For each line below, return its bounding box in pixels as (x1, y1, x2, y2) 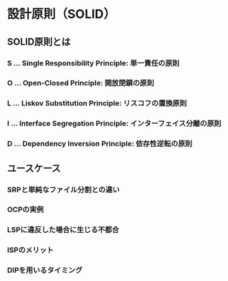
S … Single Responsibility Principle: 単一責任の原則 (7, 58, 180, 67)
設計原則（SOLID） (7, 6, 116, 22)
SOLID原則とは (7, 36, 71, 48)
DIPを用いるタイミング (7, 266, 83, 275)
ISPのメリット (7, 245, 54, 255)
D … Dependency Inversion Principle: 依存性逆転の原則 (7, 139, 193, 149)
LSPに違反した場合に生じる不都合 (7, 225, 119, 235)
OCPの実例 (7, 205, 44, 214)
